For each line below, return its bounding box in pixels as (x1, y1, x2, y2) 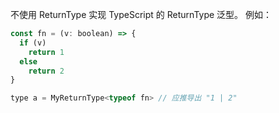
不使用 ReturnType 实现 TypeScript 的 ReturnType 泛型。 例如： (10, 9, 273, 20)
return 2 (28, 66, 65, 76)
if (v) (19, 38, 47, 48)
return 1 (28, 47, 65, 57)
